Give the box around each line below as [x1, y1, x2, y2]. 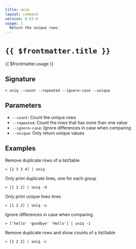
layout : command [5, 12, 38, 17]
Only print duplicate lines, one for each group [5, 175, 97, 181]
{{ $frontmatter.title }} [5, 47, 111, 56]
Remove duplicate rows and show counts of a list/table [5, 229, 116, 235]
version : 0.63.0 [5, 16, 38, 21]
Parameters [5, 101, 42, 110]
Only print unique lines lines [5, 193, 61, 199]
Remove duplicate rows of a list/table [5, 157, 80, 163]
